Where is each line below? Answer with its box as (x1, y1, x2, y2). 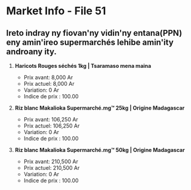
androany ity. (6, 46, 57, 57)
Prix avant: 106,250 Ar (23, 116, 79, 123)
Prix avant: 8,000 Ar (23, 74, 73, 81)
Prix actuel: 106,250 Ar (23, 122, 80, 129)
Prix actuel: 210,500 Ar (23, 164, 80, 171)
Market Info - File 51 (6, 4, 106, 18)
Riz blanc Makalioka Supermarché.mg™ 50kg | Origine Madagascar (14, 147, 185, 153)
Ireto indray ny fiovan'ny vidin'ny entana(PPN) (6, 28, 183, 38)
